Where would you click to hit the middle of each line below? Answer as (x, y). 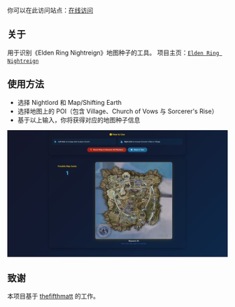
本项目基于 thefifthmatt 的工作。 (54, 297)
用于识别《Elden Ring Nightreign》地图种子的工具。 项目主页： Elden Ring (113, 52)
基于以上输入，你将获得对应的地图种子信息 (79, 120)
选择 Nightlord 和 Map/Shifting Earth (70, 102)
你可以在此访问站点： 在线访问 (50, 10)
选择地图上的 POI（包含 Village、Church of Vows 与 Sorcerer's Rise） (117, 111)
